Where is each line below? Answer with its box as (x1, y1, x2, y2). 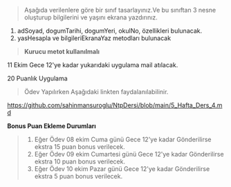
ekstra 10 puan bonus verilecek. (34, 157, 126, 166)
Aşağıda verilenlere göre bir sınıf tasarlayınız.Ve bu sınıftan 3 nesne (24, 6, 216, 14)
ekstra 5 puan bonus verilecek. (34, 172, 123, 180)
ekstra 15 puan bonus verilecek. (34, 143, 126, 151)
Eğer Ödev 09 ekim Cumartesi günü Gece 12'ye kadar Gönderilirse (34, 150, 224, 158)
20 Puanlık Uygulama (7, 74, 68, 82)
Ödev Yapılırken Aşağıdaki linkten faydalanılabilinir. (24, 88, 169, 96)
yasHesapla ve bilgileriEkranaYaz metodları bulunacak (17, 34, 172, 42)
